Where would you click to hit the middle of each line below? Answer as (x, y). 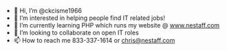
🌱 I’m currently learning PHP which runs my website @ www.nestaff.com (117, 25)
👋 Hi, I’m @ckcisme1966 (48, 11)
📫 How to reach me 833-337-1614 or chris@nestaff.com (94, 40)
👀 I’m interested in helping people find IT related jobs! (89, 18)
